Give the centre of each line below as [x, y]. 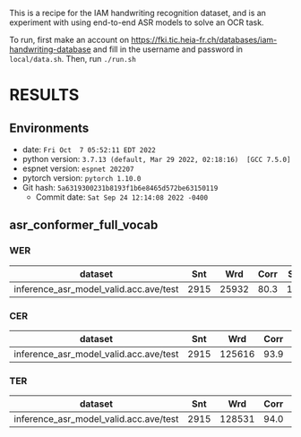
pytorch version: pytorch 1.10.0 [82, 178]
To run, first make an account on [69, 40]
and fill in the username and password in [168, 49]
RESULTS [44, 95]
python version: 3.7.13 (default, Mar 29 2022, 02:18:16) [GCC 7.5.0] [156, 159]
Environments [49, 128]
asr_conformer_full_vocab [84, 225]
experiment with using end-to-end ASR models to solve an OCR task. [137, 22]
